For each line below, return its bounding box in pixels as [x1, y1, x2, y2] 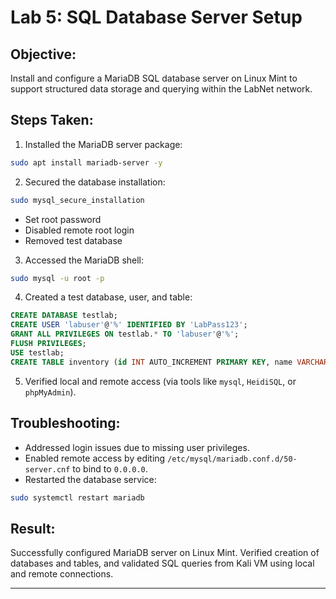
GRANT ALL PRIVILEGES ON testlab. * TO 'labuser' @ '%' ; [10, 329, 240, 340]
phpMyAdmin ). [24, 386, 77, 398]
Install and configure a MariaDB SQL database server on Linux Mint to [10, 72, 298, 84]
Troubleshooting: [10, 415, 121, 432]
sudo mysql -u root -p [10, 273, 105, 283]
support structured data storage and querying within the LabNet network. [10, 83, 313, 95]
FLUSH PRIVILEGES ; [10, 339, 87, 349]
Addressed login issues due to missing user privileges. [24, 441, 250, 453]
